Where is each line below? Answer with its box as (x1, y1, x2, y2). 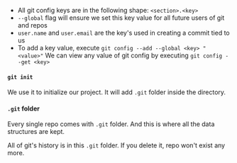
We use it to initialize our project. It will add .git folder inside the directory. (7, 88, 226, 96)
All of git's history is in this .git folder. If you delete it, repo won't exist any (7, 141, 226, 150)
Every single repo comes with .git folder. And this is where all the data (7, 120, 215, 128)
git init (7, 74, 33, 81)
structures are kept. (7, 128, 65, 136)
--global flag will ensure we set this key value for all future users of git (17, 13, 225, 22)
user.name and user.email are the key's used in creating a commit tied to (17, 28, 230, 37)
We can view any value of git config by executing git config (45, 51, 222, 60)
